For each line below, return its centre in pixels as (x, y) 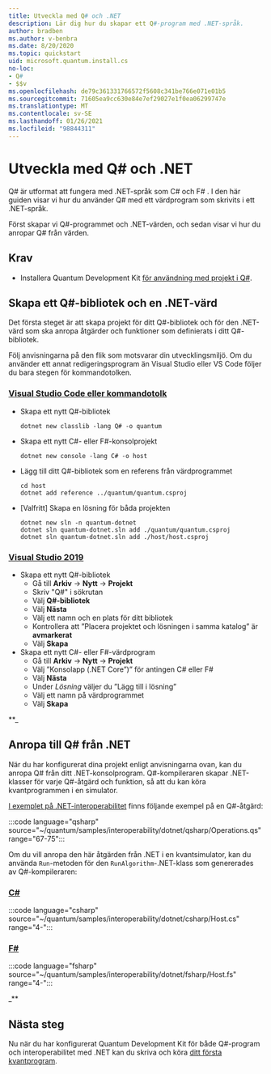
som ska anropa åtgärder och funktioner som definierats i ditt (127, 331)
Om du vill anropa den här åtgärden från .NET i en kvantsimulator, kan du (130, 854)
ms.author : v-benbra (43, 38)
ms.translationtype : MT (49, 106)
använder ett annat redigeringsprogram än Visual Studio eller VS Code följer (135, 364)
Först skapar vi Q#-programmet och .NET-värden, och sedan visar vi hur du (135, 224)
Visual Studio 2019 (46, 557)
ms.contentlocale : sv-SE (50, 114)
